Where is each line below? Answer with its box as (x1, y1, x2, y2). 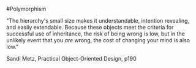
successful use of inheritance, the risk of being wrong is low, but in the (6, 30, 186, 37)
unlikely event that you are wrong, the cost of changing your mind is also (6, 37, 190, 43)
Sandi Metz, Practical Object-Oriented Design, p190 (6, 55, 137, 62)
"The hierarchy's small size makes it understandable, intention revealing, (6, 17, 190, 24)
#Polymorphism (6, 6, 47, 12)
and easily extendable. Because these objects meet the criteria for (6, 24, 174, 31)
